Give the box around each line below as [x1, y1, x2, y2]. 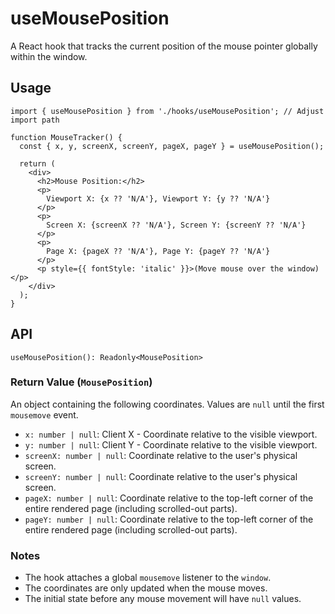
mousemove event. [10, 408, 79, 421]
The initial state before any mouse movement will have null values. [24, 593, 302, 605]
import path [10, 115, 60, 125]
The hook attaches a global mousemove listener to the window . [24, 572, 272, 584]
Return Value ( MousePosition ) [10, 375, 153, 389]
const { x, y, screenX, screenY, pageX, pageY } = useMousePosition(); [19, 141, 325, 151]
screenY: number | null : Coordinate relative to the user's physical [24, 470, 298, 482]
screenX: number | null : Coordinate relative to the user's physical [24, 449, 298, 461]
